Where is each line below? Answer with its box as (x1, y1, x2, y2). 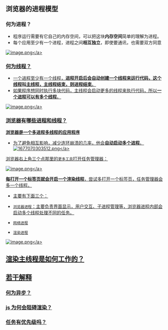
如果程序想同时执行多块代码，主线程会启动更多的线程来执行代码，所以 (12, 87, 158, 93)
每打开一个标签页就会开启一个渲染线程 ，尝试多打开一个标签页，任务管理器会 (5, 176, 163, 182)
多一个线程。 (5, 182, 32, 188)
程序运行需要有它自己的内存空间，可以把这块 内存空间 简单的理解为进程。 (12, 33, 162, 39)
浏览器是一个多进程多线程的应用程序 (5, 129, 80, 136)
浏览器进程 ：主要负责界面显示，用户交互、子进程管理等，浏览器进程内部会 (12, 203, 163, 209)
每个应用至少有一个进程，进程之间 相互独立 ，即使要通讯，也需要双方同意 (12, 39, 162, 45)
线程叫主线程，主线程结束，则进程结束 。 (12, 81, 96, 87)
